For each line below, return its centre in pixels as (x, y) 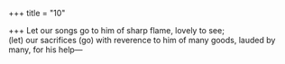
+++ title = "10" (37, 13)
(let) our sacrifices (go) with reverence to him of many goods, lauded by (142, 40)
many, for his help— (46, 50)
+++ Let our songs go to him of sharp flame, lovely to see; (116, 30)
